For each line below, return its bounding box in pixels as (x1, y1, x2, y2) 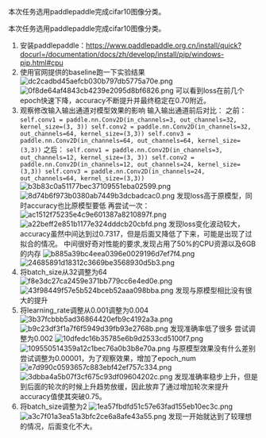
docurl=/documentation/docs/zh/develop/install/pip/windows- (19, 50, 225, 59)
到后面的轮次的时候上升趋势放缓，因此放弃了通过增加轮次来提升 (19, 382, 229, 391)
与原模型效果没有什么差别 (172, 344, 256, 353)
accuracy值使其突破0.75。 (19, 392, 107, 401)
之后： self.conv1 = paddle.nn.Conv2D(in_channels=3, (43, 145, 223, 154)
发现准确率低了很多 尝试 (169, 324, 249, 333)
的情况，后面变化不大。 (19, 421, 97, 431)
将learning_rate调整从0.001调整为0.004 (19, 305, 149, 315)
